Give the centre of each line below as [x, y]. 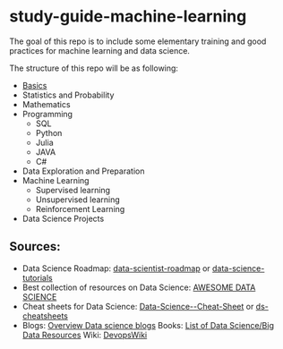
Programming [47, 114]
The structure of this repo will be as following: [94, 68]
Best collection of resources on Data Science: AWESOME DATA [139, 287]
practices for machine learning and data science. [100, 50]
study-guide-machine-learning [128, 17]
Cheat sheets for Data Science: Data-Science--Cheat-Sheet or [138, 306]
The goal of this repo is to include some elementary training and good [138, 41]
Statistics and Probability [68, 95]
